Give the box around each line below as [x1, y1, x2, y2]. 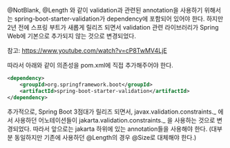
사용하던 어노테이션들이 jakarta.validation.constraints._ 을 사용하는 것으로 [14, 116, 215, 124]
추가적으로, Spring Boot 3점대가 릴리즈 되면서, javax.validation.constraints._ [7, 107, 217, 116]
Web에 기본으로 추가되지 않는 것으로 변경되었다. [7, 32, 137, 40]
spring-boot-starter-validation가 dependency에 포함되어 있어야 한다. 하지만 [14, 14, 224, 23]
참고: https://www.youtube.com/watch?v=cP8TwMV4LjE [7, 47, 167, 54]
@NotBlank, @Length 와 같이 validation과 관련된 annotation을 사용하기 [7, 6, 203, 14]
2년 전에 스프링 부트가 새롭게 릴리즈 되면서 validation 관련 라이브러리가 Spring [7, 23, 219, 31]
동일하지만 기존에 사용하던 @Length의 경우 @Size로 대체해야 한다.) [14, 133, 197, 141]
